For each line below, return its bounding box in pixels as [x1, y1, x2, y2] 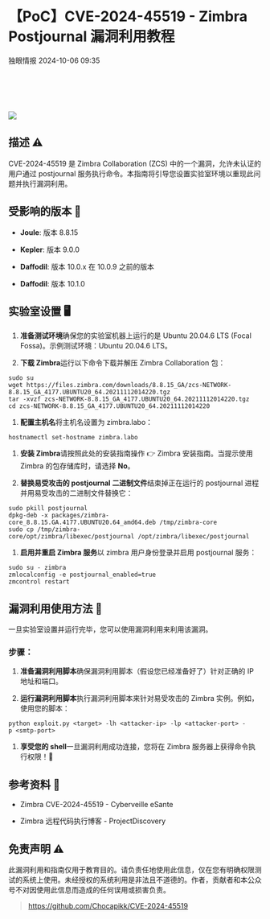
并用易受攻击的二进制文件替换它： [19, 488, 133, 498]
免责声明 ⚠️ [8, 842, 64, 855]
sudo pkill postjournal [8, 505, 88, 513]
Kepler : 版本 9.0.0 [19, 245, 80, 254]
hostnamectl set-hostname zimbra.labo [8, 434, 138, 442]
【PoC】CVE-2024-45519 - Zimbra [8, 7, 247, 26]
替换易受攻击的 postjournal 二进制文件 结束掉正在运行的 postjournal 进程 [19, 478, 260, 488]
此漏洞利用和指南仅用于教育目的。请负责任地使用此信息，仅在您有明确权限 [8, 865, 255, 875]
